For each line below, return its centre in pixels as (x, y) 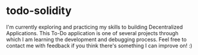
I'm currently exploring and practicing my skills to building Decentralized (95, 27)
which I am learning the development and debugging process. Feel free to (96, 39)
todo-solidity (39, 11)
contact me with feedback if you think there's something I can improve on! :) (99, 46)
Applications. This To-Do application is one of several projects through (92, 33)
